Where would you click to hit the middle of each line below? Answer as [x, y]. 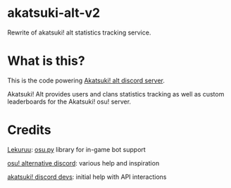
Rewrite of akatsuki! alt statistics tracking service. [79, 32]
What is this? [46, 61]
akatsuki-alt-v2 [54, 13]
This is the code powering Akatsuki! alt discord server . [86, 80]
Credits [29, 130]
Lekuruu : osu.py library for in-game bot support [76, 149]
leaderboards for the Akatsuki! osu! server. [69, 101]
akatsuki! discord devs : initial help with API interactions [87, 177]
